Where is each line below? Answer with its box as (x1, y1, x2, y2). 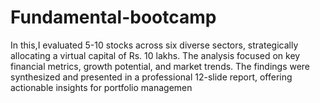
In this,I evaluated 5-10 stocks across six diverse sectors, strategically (10, 39, 299, 51)
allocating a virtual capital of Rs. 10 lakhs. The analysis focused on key (10, 49, 301, 61)
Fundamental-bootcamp (10, 6, 217, 29)
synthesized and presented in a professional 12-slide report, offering (10, 71, 293, 83)
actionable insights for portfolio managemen (10, 81, 193, 93)
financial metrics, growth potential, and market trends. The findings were (10, 60, 311, 72)
